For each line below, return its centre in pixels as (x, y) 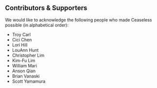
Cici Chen (22, 40)
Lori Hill (20, 45)
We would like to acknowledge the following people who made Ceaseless (78, 20)
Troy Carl (21, 34)
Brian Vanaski (26, 76)
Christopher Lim (28, 55)
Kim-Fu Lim (24, 60)
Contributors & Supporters (46, 8)
